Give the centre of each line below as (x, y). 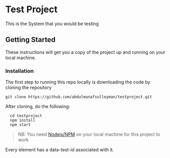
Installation (20, 71)
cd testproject (26, 116)
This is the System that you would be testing (52, 24)
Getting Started (30, 40)
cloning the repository (29, 88)
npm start (20, 125)
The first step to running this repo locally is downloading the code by (78, 82)
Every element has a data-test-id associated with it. (60, 150)
